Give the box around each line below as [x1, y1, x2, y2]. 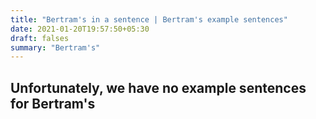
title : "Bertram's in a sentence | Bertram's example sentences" [10, 14, 288, 25]
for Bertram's [10, 95, 96, 112]
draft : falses [10, 33, 70, 43]
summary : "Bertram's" [10, 42, 101, 53]
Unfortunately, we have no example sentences [10, 79, 307, 96]
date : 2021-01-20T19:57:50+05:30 [10, 24, 150, 34]
